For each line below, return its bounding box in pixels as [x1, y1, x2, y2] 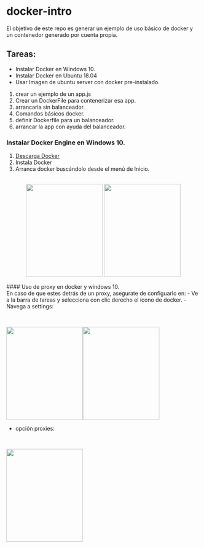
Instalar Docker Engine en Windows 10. [6, 138, 126, 147]
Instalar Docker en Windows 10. [15, 65, 95, 72]
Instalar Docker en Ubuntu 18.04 [15, 72, 97, 79]
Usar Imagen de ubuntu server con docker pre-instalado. [15, 78, 160, 85]
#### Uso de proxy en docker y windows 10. [6, 283, 120, 291]
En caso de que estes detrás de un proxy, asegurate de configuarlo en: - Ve [6, 290, 198, 297]
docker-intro [6, 4, 73, 18]
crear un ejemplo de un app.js [15, 90, 91, 98]
